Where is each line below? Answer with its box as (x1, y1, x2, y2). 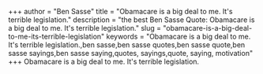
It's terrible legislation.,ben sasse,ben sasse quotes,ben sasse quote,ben (8, 40, 246, 50)
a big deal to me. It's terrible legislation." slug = (8, 24, 162, 32)
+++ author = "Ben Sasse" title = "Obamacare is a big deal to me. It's (8, 7, 233, 16)
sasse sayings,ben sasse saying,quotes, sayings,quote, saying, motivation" (8, 49, 254, 57)
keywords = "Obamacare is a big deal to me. (106, 31, 251, 41)
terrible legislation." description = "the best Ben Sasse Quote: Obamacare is (8, 15, 255, 24)
